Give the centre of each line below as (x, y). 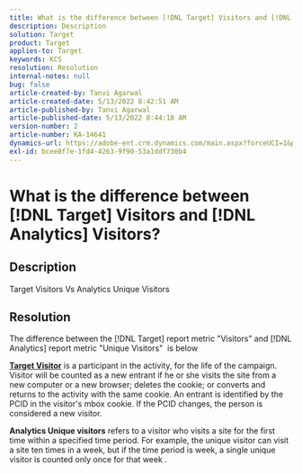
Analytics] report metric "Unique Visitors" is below (104, 348)
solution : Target (42, 34)
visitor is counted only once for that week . (89, 460)
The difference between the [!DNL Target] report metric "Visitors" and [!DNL (151, 339)
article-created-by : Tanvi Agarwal (76, 93)
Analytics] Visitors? (85, 234)
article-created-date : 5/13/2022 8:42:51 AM (94, 101)
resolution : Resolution (54, 68)
